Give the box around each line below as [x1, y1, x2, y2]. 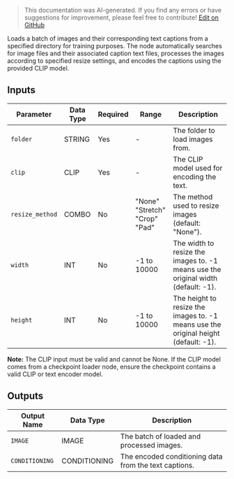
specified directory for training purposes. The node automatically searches [7, 42, 223, 50]
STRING [63, 134, 91, 144]
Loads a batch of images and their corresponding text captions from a [7, 34, 209, 43]
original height [173, 328, 220, 338]
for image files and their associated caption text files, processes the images [7, 49, 225, 57]
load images [173, 134, 213, 144]
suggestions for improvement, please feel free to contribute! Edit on [24, 13, 219, 22]
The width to [173, 238, 214, 248]
